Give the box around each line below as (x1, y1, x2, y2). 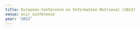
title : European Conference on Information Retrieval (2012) (5, 7, 136, 12)
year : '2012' (5, 16, 33, 21)
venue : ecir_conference (5, 12, 55, 17)
